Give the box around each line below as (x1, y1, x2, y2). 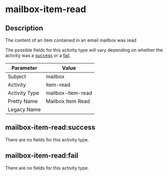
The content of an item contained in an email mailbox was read (5, 37, 137, 43)
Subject (8, 73, 26, 80)
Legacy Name (8, 106, 41, 113)
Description (5, 24, 43, 32)
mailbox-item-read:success (5, 123, 95, 132)
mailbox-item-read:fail (5, 151, 79, 160)
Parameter (11, 64, 38, 72)
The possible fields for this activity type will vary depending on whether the (5, 47, 163, 53)
